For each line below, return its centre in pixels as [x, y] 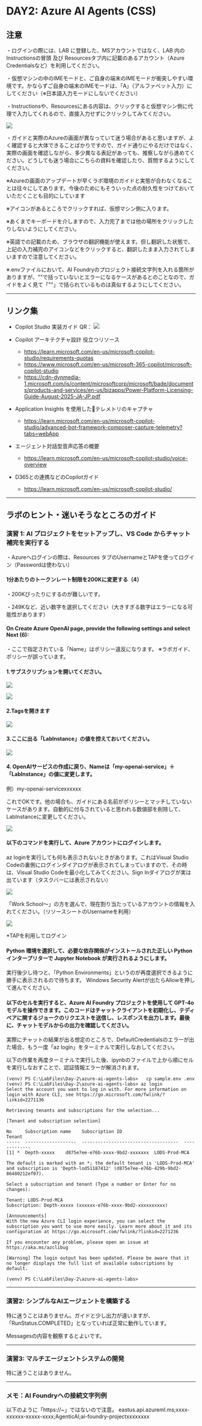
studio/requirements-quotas [59, 358]
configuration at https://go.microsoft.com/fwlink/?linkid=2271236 [93, 1232]
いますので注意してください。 [43, 257]
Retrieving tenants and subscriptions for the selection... [83, 1111]
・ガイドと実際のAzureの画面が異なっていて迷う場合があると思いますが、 [98, 138]
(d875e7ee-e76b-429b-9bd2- [148, 1169]
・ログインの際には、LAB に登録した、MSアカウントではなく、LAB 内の [96, 50]
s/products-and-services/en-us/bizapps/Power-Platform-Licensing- [109, 390]
